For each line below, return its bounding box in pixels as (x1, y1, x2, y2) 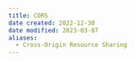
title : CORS (8, 11, 48, 20)
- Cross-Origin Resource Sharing (15, 41, 128, 49)
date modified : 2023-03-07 (8, 26, 99, 34)
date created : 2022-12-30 (8, 19, 95, 27)
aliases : (8, 33, 38, 42)
